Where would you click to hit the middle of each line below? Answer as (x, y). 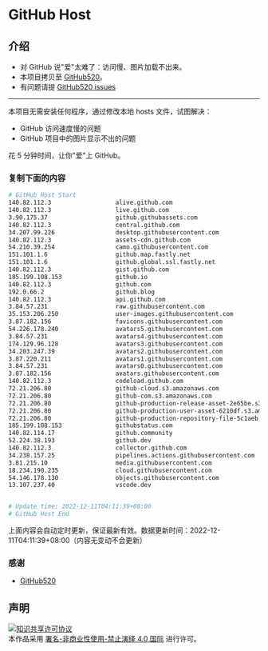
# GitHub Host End (39, 514)
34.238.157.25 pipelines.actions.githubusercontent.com (132, 455)
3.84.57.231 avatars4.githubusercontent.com (116, 336)
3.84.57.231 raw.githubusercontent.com (106, 307)
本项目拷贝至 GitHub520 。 (63, 77)
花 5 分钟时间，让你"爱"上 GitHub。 (67, 155)
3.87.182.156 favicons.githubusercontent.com (116, 322)
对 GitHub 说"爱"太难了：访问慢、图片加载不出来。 (103, 67)
